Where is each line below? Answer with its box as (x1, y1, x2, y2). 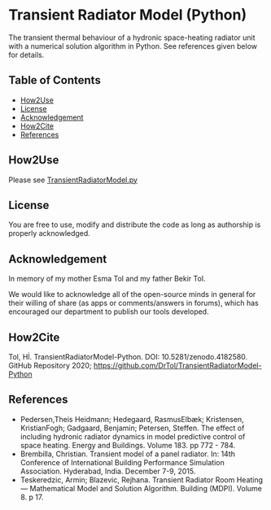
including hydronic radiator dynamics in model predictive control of (20, 431, 246, 441)
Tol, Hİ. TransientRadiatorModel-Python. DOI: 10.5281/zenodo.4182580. (8, 352, 248, 361)
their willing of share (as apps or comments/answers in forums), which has (8, 299, 259, 308)
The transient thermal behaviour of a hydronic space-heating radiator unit (8, 33, 256, 42)
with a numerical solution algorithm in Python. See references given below (8, 41, 258, 50)
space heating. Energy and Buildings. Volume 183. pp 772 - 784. (20, 440, 236, 450)
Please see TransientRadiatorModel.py (8, 175, 138, 185)
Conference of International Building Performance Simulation (20, 457, 225, 467)
